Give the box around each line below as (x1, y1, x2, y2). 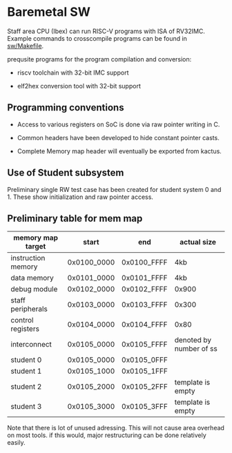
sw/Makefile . (7, 41, 44, 50)
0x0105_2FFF (122, 382, 168, 392)
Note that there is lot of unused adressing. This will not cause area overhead (7, 424, 224, 432)
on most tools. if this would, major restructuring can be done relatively (7, 431, 207, 439)
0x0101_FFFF (122, 273, 168, 283)
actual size (179, 238, 216, 247)
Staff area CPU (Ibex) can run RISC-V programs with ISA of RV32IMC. (7, 27, 206, 35)
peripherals (10, 305, 48, 314)
